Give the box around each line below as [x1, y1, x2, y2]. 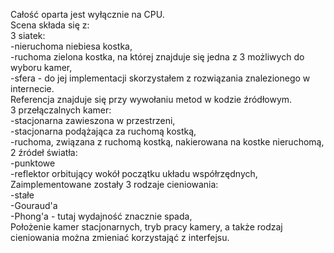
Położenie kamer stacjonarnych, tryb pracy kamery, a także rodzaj [10, 221, 283, 233]
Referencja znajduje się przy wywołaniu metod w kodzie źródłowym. [10, 94, 293, 105]
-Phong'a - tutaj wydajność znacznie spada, [10, 210, 193, 222]
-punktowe [10, 157, 56, 169]
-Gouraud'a [10, 200, 58, 211]
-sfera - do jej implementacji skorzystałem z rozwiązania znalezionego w [10, 72, 311, 84]
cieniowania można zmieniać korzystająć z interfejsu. [10, 232, 230, 243]
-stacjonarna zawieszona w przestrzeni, [10, 115, 176, 126]
